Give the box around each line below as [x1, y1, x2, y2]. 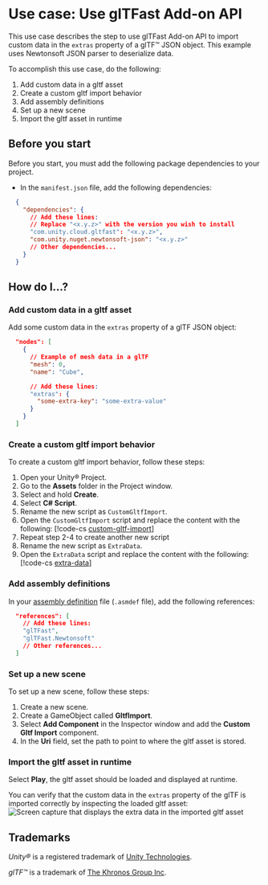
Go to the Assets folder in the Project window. [19, 481, 173, 491]
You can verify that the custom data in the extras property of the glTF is [8, 790, 246, 800]
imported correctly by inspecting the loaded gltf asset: [8, 799, 189, 809]
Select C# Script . [19, 498, 78, 508]
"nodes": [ [15, 338, 52, 346]
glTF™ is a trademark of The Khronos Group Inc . [8, 867, 167, 877]
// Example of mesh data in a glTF [29, 353, 149, 362]
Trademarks [8, 830, 71, 844]
